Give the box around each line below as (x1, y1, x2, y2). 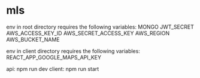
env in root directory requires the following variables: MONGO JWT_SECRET (6, 23, 195, 30)
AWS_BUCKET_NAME (6, 36, 60, 43)
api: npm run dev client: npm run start (6, 65, 99, 72)
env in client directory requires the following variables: (6, 47, 141, 54)
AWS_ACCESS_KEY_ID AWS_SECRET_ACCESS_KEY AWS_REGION (6, 29, 170, 36)
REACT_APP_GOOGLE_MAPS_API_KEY (6, 54, 102, 61)
